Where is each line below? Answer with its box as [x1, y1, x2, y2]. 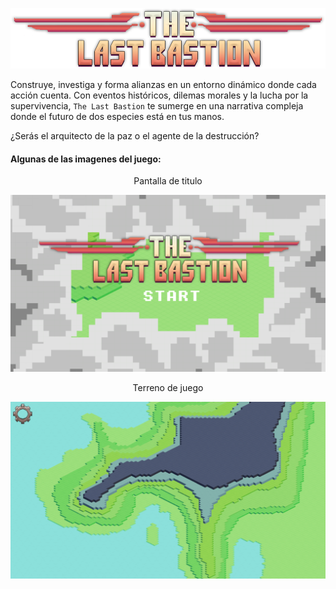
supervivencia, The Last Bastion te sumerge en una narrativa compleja [10, 100, 304, 112]
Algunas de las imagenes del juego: [10, 153, 162, 165]
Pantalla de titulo [133, 175, 203, 187]
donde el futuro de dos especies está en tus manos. [10, 111, 225, 123]
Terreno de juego [132, 382, 204, 394]
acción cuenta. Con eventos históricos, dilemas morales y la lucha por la [10, 89, 309, 102]
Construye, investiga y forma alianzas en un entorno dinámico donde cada [10, 79, 317, 91]
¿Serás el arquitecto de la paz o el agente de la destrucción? [10, 130, 260, 142]
